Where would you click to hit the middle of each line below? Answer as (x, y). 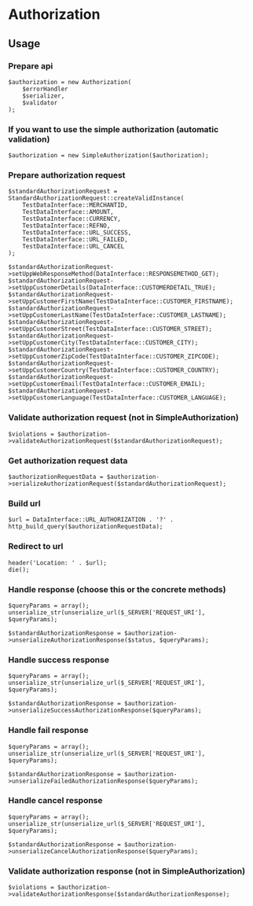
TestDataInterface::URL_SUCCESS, (77, 233)
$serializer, (44, 96)
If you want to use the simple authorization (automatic (114, 129)
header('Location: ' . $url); (58, 563)
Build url (24, 503)
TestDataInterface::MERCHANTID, (75, 205)
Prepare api (31, 66)
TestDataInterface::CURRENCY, (72, 219)
